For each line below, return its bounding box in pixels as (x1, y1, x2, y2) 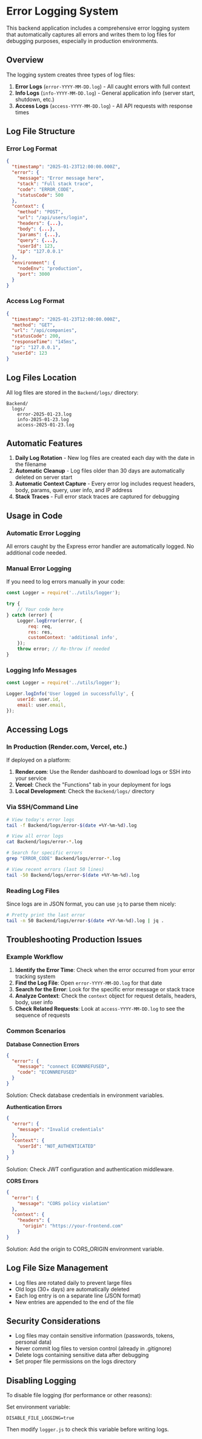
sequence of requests (15, 1011, 70, 1019)
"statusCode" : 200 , (12, 333, 61, 340)
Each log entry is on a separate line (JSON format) (15, 1292, 141, 1299)
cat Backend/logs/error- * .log (6, 839, 83, 845)
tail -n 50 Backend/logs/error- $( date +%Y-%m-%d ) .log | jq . (6, 917, 164, 924)
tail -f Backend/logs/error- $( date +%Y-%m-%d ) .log (6, 822, 137, 829)
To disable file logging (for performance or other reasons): (6, 1392, 152, 1399)
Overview (6, 55, 44, 65)
